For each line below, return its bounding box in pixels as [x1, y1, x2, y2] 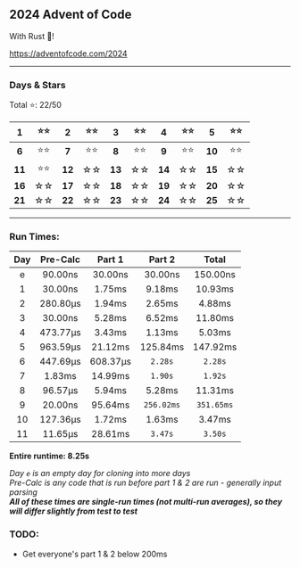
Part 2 [148, 253, 176, 266]
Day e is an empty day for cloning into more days [9, 468, 191, 479]
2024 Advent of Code [9, 7, 132, 22]
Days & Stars [9, 78, 66, 91]
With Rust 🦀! [9, 30, 55, 41]
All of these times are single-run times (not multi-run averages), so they [9, 497, 283, 507]
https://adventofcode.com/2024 [9, 48, 128, 59]
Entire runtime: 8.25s [9, 450, 90, 462]
